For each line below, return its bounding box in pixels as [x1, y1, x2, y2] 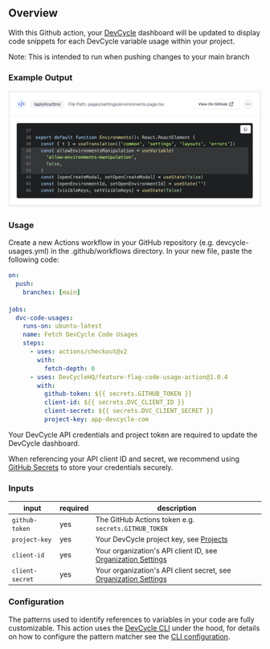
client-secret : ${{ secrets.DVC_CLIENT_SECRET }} [43, 407, 215, 415]
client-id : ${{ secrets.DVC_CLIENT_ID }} [43, 398, 185, 406]
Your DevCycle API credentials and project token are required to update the [8, 430, 258, 439]
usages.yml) [8, 247, 50, 256]
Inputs [8, 482, 35, 493]
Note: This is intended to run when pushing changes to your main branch [8, 51, 251, 61]
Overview [8, 6, 59, 20]
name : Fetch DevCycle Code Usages [22, 331, 138, 339]
